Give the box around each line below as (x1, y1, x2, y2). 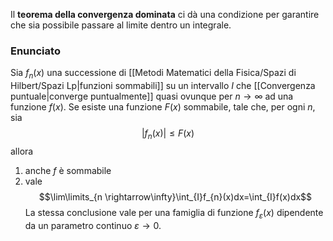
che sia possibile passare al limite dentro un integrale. (10, 19, 232, 31)
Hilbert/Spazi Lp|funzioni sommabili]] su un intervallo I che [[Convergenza (10, 80, 316, 92)
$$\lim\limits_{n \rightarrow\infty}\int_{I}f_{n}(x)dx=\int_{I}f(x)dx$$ (38, 190, 313, 203)
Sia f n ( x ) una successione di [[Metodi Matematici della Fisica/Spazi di (10, 67, 297, 81)
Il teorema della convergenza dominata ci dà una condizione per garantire (10, 9, 320, 20)
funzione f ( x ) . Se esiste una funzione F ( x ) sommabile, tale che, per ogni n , (10, 101, 316, 113)
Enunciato (10, 44, 61, 58)
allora (10, 145, 34, 157)
